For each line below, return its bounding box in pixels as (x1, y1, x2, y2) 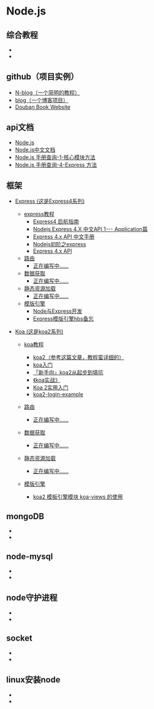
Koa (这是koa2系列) (14, 328, 64, 335)
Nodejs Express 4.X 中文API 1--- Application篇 (32, 226, 148, 233)
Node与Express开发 (32, 307, 82, 315)
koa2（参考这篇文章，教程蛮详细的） (32, 354, 125, 361)
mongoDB (6, 511, 45, 521)
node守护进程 (6, 593, 58, 603)
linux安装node (6, 675, 61, 685)
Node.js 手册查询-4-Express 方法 (14, 161, 97, 168)
